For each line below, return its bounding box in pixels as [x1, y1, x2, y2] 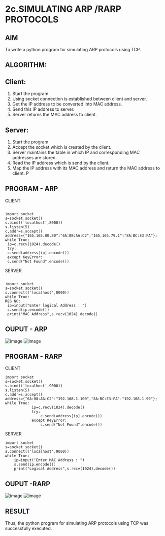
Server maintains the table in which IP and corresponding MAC [12, 149, 140, 156]
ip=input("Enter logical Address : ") [7, 303, 87, 308]
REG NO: [5, 299, 21, 303]
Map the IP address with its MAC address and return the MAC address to [12, 165, 160, 171]
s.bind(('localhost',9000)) [5, 383, 63, 389]
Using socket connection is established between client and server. [12, 96, 147, 102]
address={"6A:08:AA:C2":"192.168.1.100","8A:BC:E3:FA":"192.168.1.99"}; [5, 397, 158, 402]
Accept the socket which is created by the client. [12, 144, 112, 150]
